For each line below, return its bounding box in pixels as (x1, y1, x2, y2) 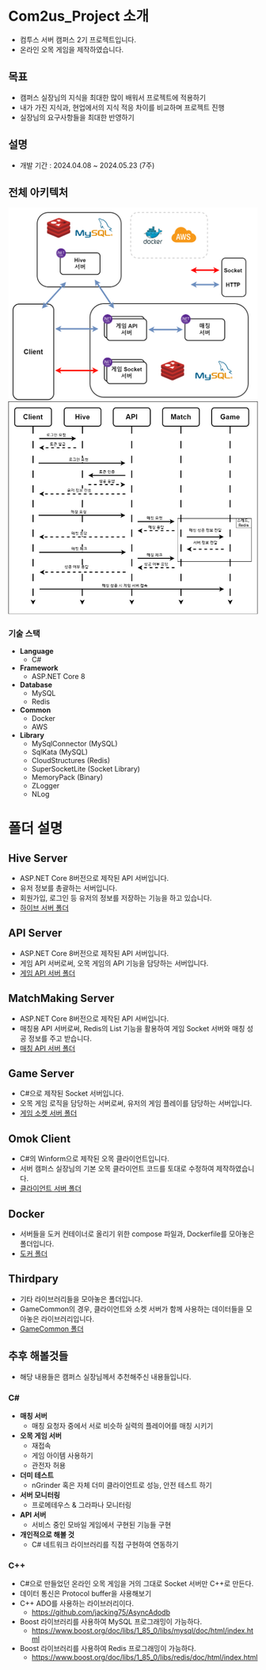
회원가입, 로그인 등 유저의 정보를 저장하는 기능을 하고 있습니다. (19, 894, 212, 903)
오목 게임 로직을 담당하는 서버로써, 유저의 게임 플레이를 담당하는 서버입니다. (19, 1099, 253, 1108)
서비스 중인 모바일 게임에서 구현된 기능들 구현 (31, 1520, 172, 1530)
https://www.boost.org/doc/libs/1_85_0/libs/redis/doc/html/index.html (31, 1653, 258, 1662)
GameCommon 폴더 (19, 1323, 85, 1334)
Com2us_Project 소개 (8, 7, 149, 25)
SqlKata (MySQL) (31, 747, 89, 757)
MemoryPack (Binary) (31, 772, 104, 782)
